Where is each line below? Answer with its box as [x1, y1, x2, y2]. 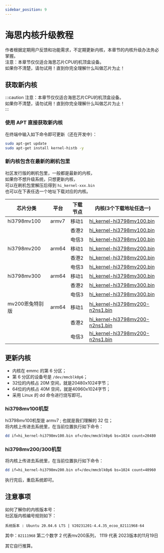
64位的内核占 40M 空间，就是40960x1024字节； [12, 386, 111, 392]
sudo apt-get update [5, 141, 47, 146]
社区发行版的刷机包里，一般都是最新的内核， [5, 170, 95, 176]
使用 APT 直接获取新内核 [5, 119, 63, 126]
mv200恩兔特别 [7, 300, 44, 307]
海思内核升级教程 [5, 30, 74, 41]
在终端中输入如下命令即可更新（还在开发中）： [5, 131, 97, 137]
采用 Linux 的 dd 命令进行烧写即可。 [12, 392, 85, 398]
